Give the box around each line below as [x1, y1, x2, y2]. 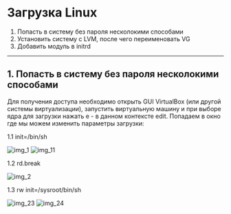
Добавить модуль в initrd [16, 42, 91, 50]
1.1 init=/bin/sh [7, 132, 48, 141]
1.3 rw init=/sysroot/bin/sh [7, 185, 81, 193]
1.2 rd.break [7, 159, 41, 167]
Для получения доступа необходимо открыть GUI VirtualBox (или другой [7, 97, 221, 106]
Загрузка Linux [7, 5, 98, 21]
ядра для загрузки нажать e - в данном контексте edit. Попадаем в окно [7, 112, 221, 120]
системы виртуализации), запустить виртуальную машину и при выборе [7, 104, 221, 112]
